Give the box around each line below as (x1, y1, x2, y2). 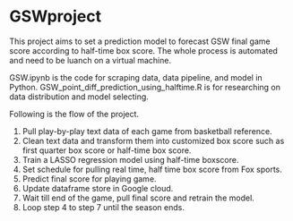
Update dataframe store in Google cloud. (22, 183, 174, 193)
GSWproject (9, 6, 101, 27)
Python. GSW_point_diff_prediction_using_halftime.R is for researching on (9, 81, 280, 92)
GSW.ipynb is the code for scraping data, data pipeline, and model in (9, 72, 263, 82)
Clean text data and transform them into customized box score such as (22, 135, 285, 146)
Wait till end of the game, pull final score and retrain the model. (22, 192, 255, 203)
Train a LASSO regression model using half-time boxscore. (22, 154, 239, 165)
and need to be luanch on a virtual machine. (9, 55, 172, 65)
